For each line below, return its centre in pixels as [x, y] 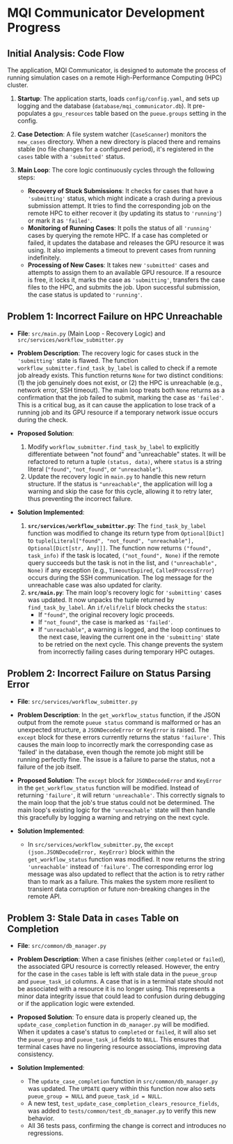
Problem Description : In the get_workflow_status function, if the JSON [119, 715]
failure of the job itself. [49, 767]
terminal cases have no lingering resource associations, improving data [119, 1047]
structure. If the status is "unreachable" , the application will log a [120, 483]
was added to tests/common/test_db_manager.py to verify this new [122, 1111]
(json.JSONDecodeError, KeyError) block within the [101, 852]
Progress [34, 28]
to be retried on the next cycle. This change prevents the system [130, 644]
